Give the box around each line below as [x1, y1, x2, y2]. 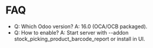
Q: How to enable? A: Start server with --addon [14, 29, 129, 36]
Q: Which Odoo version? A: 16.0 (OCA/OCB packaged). [14, 23, 148, 30]
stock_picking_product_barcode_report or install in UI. [14, 35, 145, 42]
